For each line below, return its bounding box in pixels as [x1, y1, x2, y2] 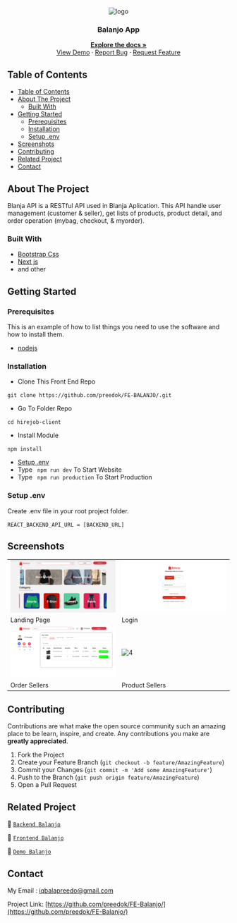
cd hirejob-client [7, 419, 61, 426]
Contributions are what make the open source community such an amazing [7, 722, 226, 731]
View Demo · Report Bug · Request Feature [56, 48, 181, 56]
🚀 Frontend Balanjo [7, 833, 64, 842]
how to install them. [7, 330, 65, 338]
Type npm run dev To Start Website [17, 465, 122, 474]
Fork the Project [17, 751, 65, 759]
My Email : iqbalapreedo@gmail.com [7, 886, 114, 895]
